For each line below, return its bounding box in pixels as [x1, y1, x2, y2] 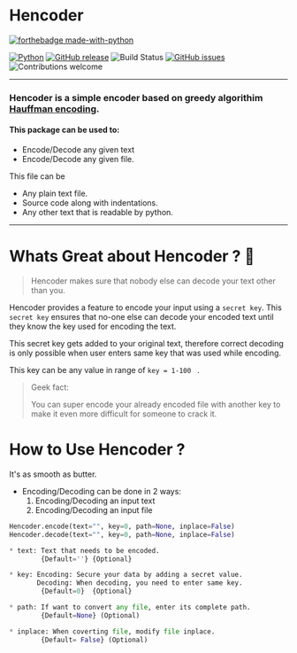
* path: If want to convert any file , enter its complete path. [9, 603, 251, 612]
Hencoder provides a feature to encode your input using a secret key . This [9, 302, 283, 313]
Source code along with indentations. [21, 198, 158, 208]
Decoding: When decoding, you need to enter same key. [36, 579, 243, 587]
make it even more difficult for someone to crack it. [30, 408, 217, 419]
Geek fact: [30, 382, 69, 393]
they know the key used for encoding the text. [9, 321, 177, 331]
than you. [30, 285, 66, 295]
